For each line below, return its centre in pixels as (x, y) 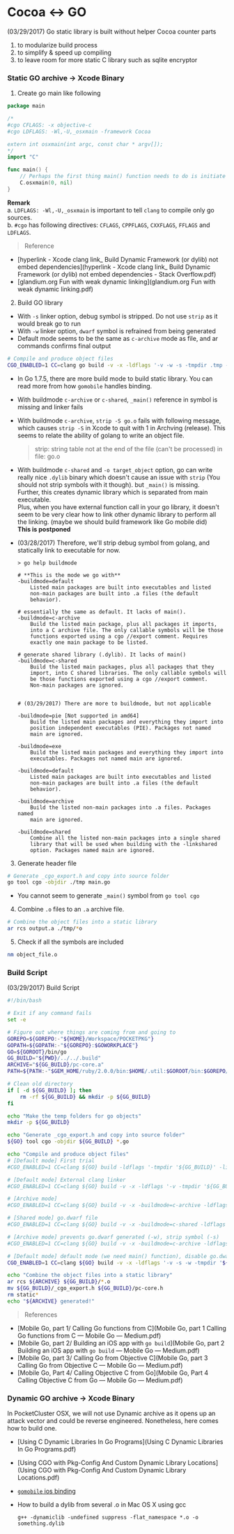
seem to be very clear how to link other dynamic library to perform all (117, 514)
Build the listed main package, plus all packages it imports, (124, 624)
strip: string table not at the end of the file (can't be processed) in (128, 448)
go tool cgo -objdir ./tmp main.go (59, 882)
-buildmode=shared (44, 832)
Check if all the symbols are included (70, 942)
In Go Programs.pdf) (47, 1449)
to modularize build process (57, 45)
